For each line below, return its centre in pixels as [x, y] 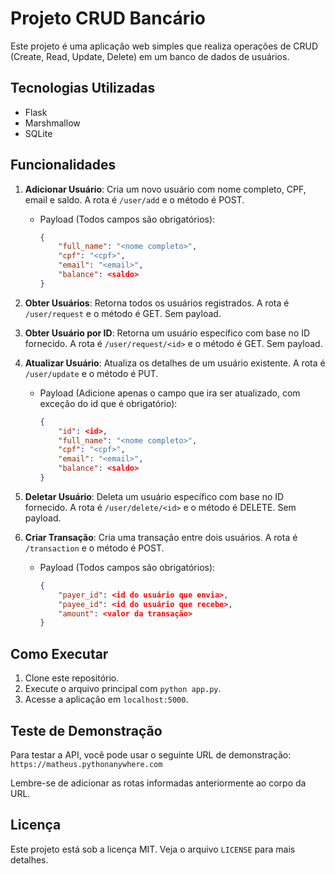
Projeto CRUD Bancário [108, 18]
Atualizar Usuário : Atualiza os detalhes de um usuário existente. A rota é [175, 363]
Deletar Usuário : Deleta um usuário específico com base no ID [154, 496]
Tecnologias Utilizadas [83, 88]
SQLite [38, 133]
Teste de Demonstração [86, 730]
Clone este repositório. [72, 678]
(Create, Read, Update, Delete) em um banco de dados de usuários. [150, 56]
